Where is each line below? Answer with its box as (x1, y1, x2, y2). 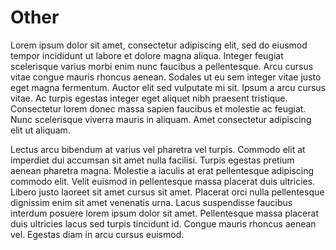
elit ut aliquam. (10, 124, 71, 136)
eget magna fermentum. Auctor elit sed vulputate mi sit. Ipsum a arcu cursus (10, 81, 327, 93)
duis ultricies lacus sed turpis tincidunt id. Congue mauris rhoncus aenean (10, 217, 317, 230)
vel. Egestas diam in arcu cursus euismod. (10, 228, 185, 240)
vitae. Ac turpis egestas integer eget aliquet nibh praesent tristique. (10, 92, 288, 104)
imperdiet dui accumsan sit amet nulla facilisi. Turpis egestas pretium (10, 154, 295, 166)
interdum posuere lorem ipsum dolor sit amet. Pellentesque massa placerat (10, 207, 319, 219)
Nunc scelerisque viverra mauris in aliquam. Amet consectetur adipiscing (10, 113, 312, 125)
